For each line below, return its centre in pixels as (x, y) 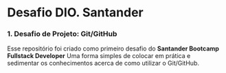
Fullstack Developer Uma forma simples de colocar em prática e (99, 56)
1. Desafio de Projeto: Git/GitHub (62, 34)
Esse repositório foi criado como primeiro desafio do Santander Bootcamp (113, 48)
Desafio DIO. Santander (75, 13)
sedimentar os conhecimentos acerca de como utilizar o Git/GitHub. (103, 63)
